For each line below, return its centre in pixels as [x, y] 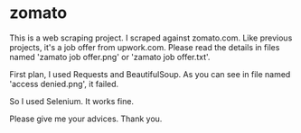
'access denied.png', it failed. [64, 84]
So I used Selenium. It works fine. [71, 101]
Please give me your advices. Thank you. [86, 119]
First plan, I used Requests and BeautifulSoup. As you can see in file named [150, 74]
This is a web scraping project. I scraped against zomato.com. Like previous [151, 38]
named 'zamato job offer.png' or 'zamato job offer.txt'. [110, 57]
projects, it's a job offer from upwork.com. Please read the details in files [145, 47]
